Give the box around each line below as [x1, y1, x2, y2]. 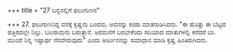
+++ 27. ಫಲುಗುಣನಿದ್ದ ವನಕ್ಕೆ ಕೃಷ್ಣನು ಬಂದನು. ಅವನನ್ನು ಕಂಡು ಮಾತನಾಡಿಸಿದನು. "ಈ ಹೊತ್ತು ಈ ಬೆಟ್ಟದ [7, 20, 226, 28]
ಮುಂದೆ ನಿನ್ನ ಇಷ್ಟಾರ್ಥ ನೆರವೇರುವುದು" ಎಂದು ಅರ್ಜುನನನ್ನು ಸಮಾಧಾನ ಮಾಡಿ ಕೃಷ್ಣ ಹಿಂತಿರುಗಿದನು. [7, 36, 208, 44]
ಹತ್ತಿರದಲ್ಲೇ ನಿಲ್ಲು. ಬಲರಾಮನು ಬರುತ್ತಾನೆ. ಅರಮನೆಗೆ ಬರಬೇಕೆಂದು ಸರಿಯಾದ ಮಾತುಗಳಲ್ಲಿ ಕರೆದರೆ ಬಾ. [7, 28, 217, 36]
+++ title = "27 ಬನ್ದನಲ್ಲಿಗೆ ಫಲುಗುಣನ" [7, 6, 100, 14]
